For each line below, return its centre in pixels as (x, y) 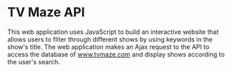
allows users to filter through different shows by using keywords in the (110, 39)
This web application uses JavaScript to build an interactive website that (113, 32)
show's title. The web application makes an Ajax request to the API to (109, 47)
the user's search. (34, 61)
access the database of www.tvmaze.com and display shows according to (116, 54)
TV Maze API (46, 12)
